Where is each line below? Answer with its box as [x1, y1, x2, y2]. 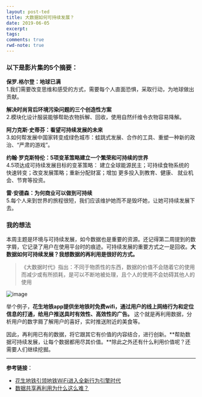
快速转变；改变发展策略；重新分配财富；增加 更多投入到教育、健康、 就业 [6, 169, 188, 176]
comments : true [6, 37, 44, 43]
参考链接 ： [6, 365, 33, 372]
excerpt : [6, 25, 28, 32]
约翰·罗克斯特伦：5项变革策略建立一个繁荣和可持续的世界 [6, 154, 148, 161]
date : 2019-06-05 [6, 20, 50, 26]
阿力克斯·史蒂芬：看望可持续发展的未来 [6, 126, 103, 134]
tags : [6, 31, 20, 37]
